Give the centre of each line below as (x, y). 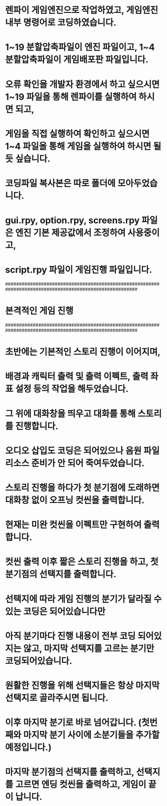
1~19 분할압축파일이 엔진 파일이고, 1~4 (80, 47)
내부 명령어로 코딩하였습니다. (61, 23)
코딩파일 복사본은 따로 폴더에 (60, 183)
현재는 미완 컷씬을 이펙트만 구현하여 (73, 525)
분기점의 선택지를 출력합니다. (61, 574)
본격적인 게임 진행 (39, 311)
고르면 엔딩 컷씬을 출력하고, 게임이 (81, 785)
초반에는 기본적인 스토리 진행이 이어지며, (83, 352)
